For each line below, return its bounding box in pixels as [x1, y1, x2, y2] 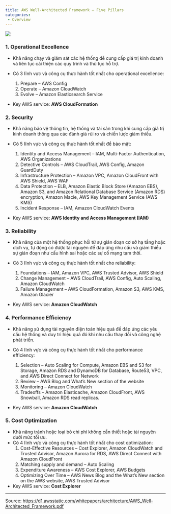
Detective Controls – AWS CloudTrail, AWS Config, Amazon [20, 161, 145, 168]
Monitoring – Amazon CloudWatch [20, 384, 93, 390]
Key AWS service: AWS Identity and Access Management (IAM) [12, 215, 149, 221]
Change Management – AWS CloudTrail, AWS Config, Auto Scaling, [20, 275, 161, 282]
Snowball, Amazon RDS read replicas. [20, 394, 100, 401]
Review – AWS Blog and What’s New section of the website [20, 378, 144, 384]
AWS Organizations [20, 156, 61, 162]
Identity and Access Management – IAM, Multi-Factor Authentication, [20, 150, 165, 156]
